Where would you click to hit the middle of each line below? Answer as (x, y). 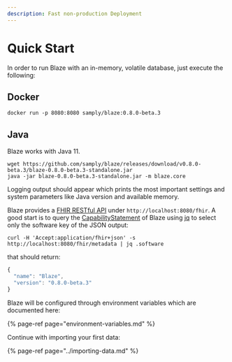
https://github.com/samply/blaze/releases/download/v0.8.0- (112, 164)
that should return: (34, 257)
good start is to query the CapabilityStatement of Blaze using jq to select (112, 218)
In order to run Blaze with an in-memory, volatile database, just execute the (115, 68)
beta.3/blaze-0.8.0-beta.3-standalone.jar (70, 171)
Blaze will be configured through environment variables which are (102, 303)
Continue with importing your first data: (64, 337)
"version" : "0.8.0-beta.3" (53, 283)
